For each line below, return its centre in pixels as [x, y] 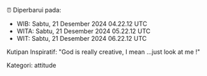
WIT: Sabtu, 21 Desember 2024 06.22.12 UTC [82, 38]
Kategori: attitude [31, 65]
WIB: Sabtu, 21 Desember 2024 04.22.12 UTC [82, 24]
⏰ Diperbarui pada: [34, 10]
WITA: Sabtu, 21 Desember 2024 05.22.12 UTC [84, 31]
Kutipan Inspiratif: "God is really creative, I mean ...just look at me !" [103, 52]
